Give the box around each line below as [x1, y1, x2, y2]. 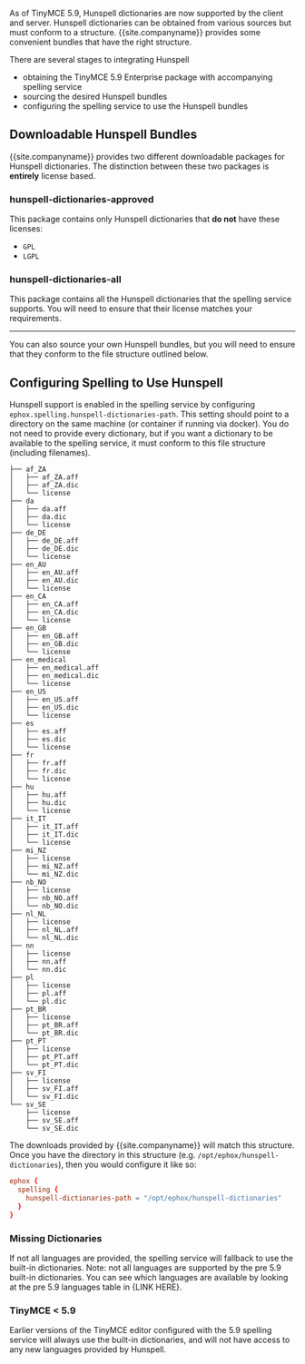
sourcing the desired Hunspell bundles [22, 91, 168, 102]
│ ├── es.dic [9, 735, 67, 744]
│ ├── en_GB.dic [9, 640, 79, 649]
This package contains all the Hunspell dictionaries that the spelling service [9, 294, 292, 305]
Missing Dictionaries [9, 1232, 103, 1244]
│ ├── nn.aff [9, 957, 67, 967]
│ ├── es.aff [9, 727, 67, 736]
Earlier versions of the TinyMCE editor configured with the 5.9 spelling [9, 1325, 272, 1336]
